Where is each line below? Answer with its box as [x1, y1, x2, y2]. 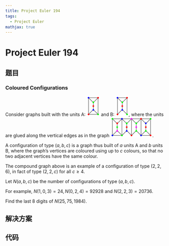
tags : [5, 13, 17, 19]
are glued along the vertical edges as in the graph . [5, 133, 154, 139]
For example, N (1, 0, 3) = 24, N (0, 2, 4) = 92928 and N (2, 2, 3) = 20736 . [5, 188, 154, 194]
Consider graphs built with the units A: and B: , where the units [5, 111, 164, 117]
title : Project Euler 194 [5, 8, 60, 13]
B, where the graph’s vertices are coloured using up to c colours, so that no [5, 148, 163, 154]
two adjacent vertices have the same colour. [5, 153, 98, 159]
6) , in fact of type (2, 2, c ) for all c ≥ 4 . [5, 168, 85, 175]
